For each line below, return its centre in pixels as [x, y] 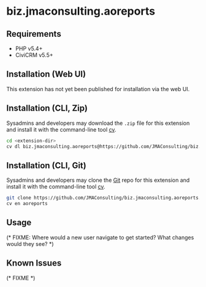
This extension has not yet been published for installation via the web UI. [98, 89]
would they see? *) [30, 244]
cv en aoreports [27, 204]
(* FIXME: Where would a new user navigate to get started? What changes [100, 237]
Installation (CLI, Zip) [47, 108]
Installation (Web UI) [46, 74]
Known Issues [34, 263]
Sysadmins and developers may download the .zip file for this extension [98, 123]
